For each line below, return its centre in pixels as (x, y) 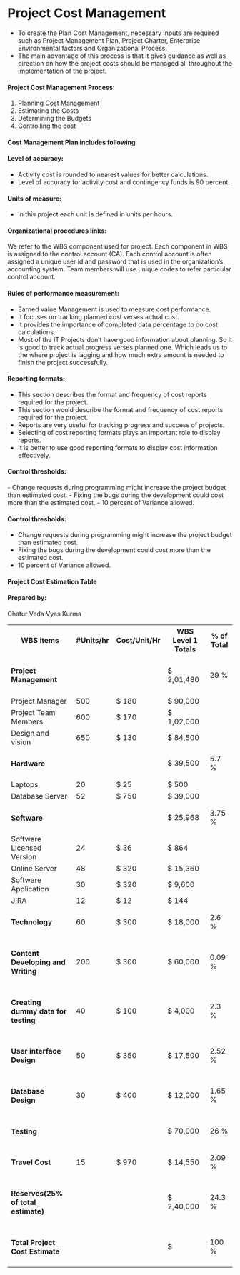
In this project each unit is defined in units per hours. (95, 214)
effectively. (34, 455)
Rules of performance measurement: (64, 293)
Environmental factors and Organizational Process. (92, 48)
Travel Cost (31, 1162)
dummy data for (39, 1011)
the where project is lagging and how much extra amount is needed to (121, 354)
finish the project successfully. (63, 362)
